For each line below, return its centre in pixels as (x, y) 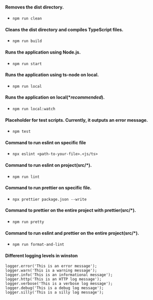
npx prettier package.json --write (49, 199)
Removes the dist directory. (34, 7)
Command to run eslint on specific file (46, 142)
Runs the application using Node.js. (43, 52)
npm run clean (27, 19)
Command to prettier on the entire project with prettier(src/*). (71, 210)
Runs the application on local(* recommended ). (55, 97)
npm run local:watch (34, 109)
